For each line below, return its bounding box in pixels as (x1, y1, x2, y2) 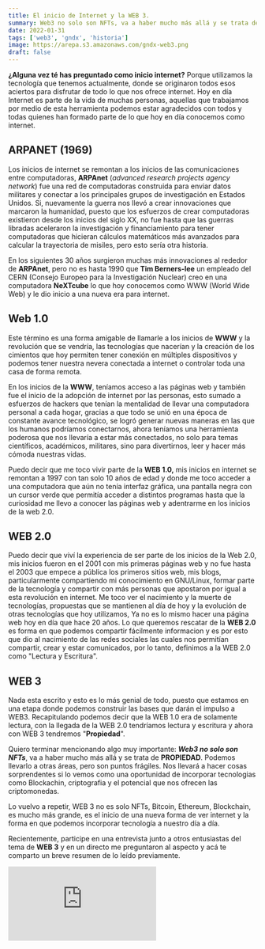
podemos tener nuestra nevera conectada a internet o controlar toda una (8, 358, 245, 368)
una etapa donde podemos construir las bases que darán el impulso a (8, 704, 235, 713)
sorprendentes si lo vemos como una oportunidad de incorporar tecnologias (8, 769, 256, 780)
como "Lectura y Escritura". (8, 651, 99, 661)
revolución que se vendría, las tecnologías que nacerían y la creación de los (8, 341, 255, 351)
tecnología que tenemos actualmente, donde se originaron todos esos (8, 78, 236, 88)
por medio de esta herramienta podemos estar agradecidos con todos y (8, 104, 242, 113)
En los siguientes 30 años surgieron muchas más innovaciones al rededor (8, 255, 248, 265)
